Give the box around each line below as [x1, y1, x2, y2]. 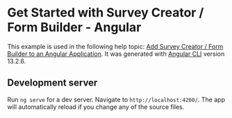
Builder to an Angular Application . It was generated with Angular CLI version [7, 50, 225, 58]
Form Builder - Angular [7, 19, 142, 35]
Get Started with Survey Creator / [7, 5, 204, 21]
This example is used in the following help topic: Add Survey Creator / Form [7, 42, 224, 50]
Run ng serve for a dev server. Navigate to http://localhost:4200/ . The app [7, 95, 226, 104]
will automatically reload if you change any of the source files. [7, 102, 185, 111]
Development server [7, 77, 98, 89]
